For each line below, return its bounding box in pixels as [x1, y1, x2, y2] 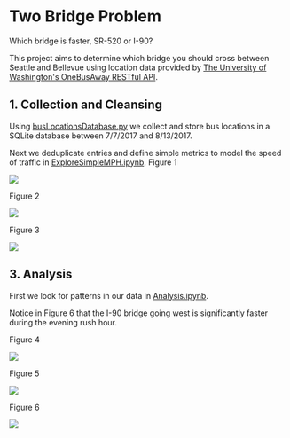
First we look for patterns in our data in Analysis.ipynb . [9, 290, 208, 301]
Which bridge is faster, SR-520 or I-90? [9, 35, 153, 46]
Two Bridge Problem [9, 6, 161, 27]
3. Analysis [9, 267, 73, 282]
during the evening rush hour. [9, 317, 118, 327]
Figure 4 [9, 334, 40, 345]
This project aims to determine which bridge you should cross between [9, 52, 270, 63]
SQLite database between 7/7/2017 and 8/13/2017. [9, 130, 192, 141]
